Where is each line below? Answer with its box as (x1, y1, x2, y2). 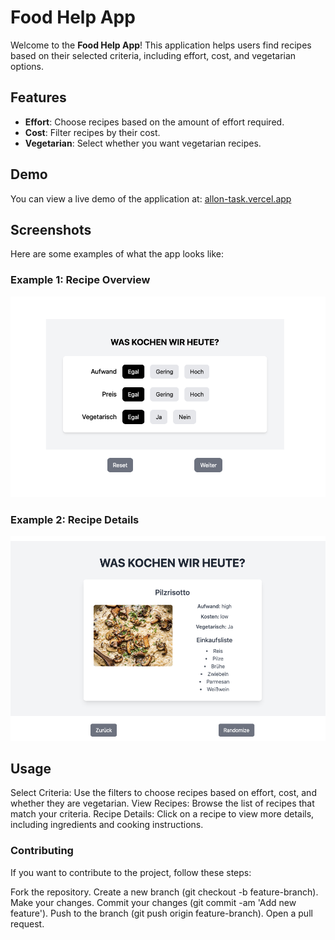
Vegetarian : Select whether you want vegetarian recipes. (24, 137, 262, 149)
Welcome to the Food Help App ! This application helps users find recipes (10, 39, 312, 51)
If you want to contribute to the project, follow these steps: (10, 866, 252, 878)
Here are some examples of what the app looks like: (10, 248, 224, 260)
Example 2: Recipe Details (10, 513, 140, 527)
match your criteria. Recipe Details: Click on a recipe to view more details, (10, 808, 315, 820)
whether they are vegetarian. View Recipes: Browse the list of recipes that (10, 797, 315, 810)
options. (10, 60, 45, 72)
